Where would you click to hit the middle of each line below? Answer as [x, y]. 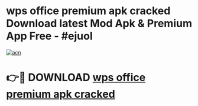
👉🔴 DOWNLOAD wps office [76, 78]
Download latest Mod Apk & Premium [99, 23]
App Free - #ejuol [49, 36]
